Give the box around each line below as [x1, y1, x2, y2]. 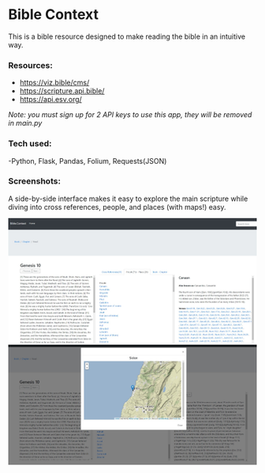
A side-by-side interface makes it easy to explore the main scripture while [8, 194, 248, 203]
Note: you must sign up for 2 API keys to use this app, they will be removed [8, 110, 252, 119]
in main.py [8, 119, 43, 128]
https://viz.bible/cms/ [19, 78, 90, 88]
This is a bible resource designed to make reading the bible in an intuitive [8, 32, 246, 41]
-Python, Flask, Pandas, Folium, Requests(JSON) [8, 156, 167, 165]
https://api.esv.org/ [19, 95, 83, 104]
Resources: [8, 59, 53, 70]
